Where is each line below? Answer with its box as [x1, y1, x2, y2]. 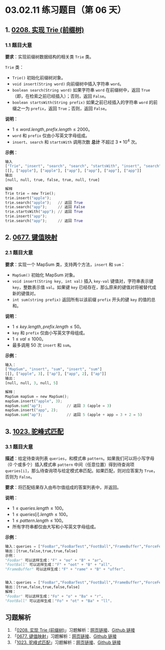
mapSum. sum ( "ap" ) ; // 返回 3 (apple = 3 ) [5, 403, 112, 408]
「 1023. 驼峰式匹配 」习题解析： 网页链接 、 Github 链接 [12, 640, 121, 646]
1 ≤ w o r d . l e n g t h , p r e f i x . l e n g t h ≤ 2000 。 [12, 126, 92, 132]
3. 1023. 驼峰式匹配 [5, 427, 64, 436]
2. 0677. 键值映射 [5, 233, 57, 242]
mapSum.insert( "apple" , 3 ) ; [5, 398, 63, 404]
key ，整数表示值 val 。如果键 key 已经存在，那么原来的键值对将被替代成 [12, 284, 157, 290]
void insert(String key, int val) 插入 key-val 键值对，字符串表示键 [12, 278, 154, 284]
